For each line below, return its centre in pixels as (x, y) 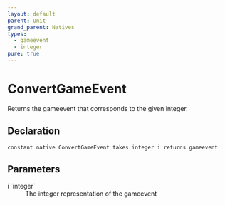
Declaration (34, 131)
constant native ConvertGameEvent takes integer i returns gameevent (113, 147)
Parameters (34, 169)
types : (17, 34)
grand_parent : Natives (41, 27)
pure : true (23, 54)
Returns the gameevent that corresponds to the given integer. (98, 108)
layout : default (31, 14)
